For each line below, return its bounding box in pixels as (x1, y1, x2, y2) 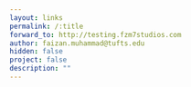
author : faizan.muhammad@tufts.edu (9, 38, 145, 48)
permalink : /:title (9, 22, 84, 31)
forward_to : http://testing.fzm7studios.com (9, 30, 182, 39)
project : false (9, 55, 68, 64)
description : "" (9, 64, 71, 73)
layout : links (9, 13, 64, 23)
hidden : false (9, 47, 64, 56)
